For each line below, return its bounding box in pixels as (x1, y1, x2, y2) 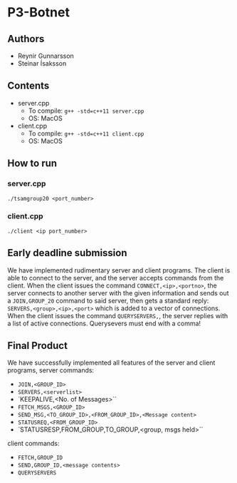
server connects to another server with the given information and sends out (7, 288, 229, 297)
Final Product (7, 340, 68, 352)
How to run (7, 158, 58, 170)
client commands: (7, 439, 60, 448)
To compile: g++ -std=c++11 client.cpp (28, 129, 144, 138)
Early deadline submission (7, 247, 127, 259)
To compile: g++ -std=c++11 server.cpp (28, 106, 144, 115)
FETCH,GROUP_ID (17, 454, 63, 462)
